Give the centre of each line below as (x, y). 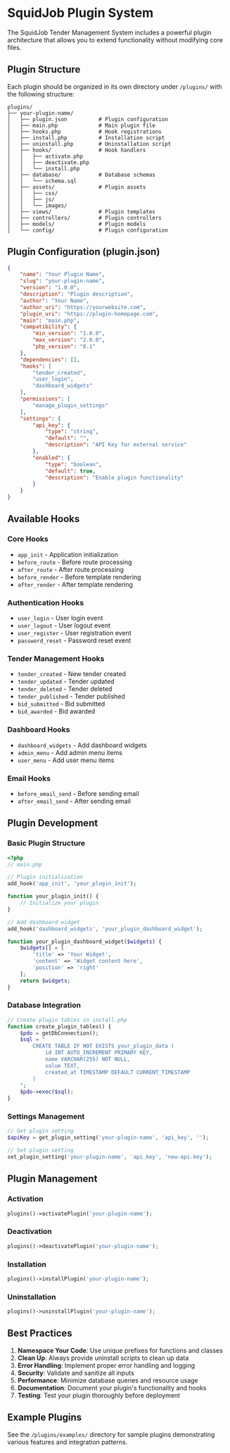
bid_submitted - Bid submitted (61, 704)
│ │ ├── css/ (33, 193)
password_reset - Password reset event (74, 641)
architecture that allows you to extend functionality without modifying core (115, 39)
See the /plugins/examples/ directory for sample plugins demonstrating (111, 1434)
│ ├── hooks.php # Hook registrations (84, 132)
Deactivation (30, 1232)
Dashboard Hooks (39, 730)
